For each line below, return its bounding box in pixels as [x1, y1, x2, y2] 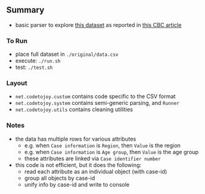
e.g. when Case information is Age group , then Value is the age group [24, 148, 199, 155]
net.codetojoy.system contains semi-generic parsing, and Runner [15, 99, 179, 107]
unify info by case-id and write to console [24, 180, 130, 188]
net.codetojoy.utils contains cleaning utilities [15, 106, 133, 113]
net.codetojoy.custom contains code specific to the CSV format [15, 93, 176, 100]
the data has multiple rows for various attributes [15, 135, 136, 142]
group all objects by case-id [24, 174, 95, 182]
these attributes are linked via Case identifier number [24, 155, 161, 162]
